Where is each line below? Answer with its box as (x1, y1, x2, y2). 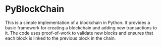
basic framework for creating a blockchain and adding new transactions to (5, 24, 157, 30)
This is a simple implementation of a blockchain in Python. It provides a (5, 20, 150, 25)
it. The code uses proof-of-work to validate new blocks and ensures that (5, 30, 154, 36)
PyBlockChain (5, 3, 64, 15)
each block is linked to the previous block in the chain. (5, 35, 116, 41)
